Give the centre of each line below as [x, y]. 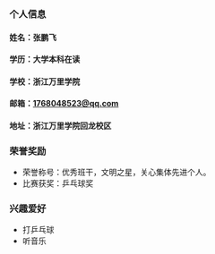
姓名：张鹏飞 [33, 37]
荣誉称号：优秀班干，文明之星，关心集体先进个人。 [116, 173]
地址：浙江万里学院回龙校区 [60, 125]
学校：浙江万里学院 [45, 81]
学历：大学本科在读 [45, 59]
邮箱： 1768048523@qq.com [64, 104]
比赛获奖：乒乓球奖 [58, 183]
